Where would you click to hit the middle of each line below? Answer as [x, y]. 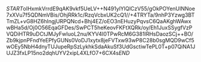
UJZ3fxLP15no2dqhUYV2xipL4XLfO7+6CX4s [62, 53]
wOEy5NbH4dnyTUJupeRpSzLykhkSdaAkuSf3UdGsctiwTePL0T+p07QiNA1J [101, 46]
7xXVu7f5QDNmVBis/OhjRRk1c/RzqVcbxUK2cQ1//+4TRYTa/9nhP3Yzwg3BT [100, 15]
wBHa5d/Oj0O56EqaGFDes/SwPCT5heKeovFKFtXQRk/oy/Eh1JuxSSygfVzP [99, 27]
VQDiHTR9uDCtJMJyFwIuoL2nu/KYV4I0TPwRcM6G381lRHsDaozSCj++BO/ [100, 34]
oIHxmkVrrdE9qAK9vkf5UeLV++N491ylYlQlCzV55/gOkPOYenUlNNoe [109, 9]
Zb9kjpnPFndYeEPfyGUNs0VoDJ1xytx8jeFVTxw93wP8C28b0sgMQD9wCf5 [100, 40]
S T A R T [15, 9]
